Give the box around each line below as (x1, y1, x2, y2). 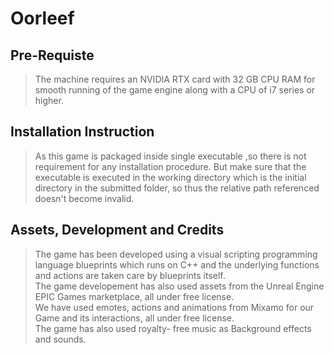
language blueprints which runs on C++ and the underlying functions (34, 258, 320, 271)
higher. (34, 95, 64, 106)
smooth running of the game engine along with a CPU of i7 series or (34, 84, 316, 96)
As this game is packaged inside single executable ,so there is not (34, 150, 307, 162)
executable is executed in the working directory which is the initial (34, 171, 307, 183)
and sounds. (34, 333, 87, 345)
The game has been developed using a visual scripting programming (34, 248, 318, 260)
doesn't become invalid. (34, 192, 135, 204)
